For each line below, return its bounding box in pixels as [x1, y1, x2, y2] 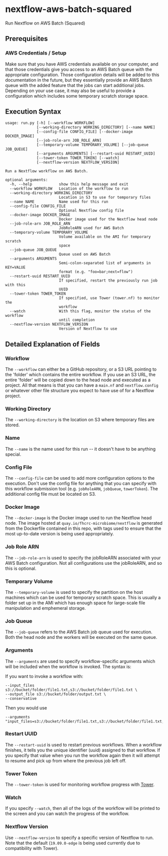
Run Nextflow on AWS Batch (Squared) [5, 20, 85, 26]
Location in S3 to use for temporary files [58, 195, 151, 200]
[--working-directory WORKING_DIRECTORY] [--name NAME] [36, 125, 155, 130]
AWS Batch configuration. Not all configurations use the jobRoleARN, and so [5, 560, 162, 566]
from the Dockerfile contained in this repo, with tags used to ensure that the [5, 525, 161, 531]
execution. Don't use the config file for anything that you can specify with [5, 480, 156, 486]
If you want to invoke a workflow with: [5, 673, 83, 679]
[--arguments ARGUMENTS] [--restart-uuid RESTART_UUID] [36, 151, 155, 156]
